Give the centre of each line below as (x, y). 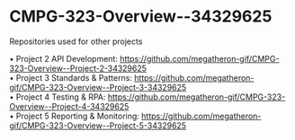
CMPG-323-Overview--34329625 (141, 17)
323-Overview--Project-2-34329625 (78, 68)
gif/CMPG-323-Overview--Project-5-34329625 (98, 125)
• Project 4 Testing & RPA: (58, 97)
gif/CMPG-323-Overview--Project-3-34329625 (98, 87)
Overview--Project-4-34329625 (69, 106)
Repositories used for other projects (76, 41)
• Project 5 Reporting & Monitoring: (74, 116)
